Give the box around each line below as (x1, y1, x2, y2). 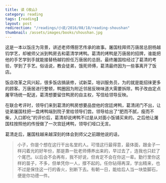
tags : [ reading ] (5, 16, 39, 21)
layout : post (5, 21, 32, 26)
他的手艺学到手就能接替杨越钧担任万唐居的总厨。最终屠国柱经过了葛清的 (5, 57, 152, 62)
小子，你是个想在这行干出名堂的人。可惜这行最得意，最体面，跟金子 (17, 142, 156, 147)
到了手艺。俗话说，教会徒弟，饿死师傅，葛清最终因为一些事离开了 (18, 63, 152, 69)
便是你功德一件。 (17, 173, 52, 178)
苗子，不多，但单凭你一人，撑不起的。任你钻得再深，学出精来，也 (26, 160, 161, 166)
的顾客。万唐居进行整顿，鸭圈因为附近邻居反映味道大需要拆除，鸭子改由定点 (5, 86, 161, 91)
